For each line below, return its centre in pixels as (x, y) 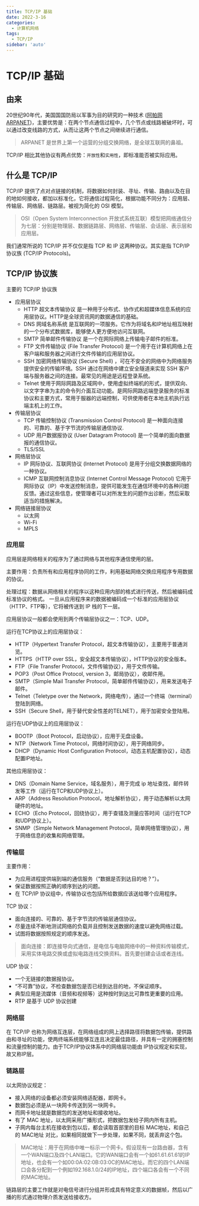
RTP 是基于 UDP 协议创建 (46, 1001)
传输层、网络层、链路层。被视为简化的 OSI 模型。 (67, 206)
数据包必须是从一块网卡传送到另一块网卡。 (67, 1105)
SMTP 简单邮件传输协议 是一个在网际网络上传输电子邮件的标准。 (102, 339)
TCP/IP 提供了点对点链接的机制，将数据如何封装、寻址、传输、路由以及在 (96, 191)
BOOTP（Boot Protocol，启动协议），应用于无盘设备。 (81, 736)
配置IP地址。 (30, 758)
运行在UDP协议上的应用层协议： (45, 723)
